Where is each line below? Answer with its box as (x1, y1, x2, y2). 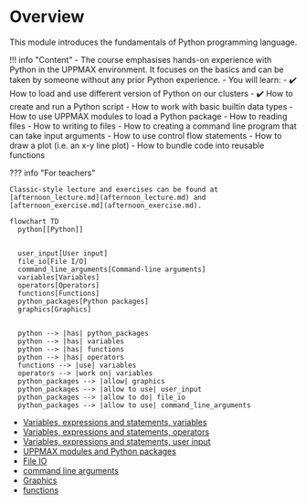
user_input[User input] (17, 248, 108, 257)
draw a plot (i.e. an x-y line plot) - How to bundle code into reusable (9, 140, 265, 151)
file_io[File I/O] (17, 257, 89, 266)
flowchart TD (9, 216, 59, 226)
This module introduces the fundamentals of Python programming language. (9, 37, 298, 47)
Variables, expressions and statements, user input (22, 436, 211, 446)
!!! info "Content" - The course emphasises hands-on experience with (9, 54, 272, 65)
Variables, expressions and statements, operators (22, 426, 210, 437)
